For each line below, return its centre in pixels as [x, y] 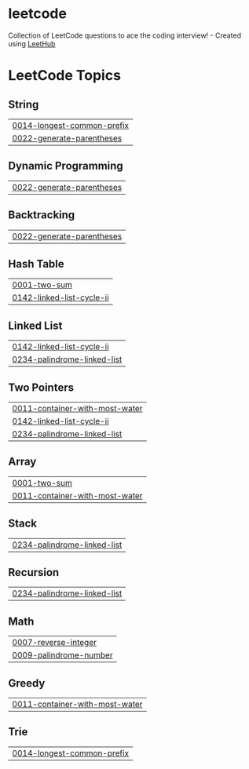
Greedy [27, 683]
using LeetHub [32, 43]
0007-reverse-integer [54, 643]
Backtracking [42, 215]
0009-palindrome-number [62, 655]
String [24, 104]
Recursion [34, 572]
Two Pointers [41, 387]
